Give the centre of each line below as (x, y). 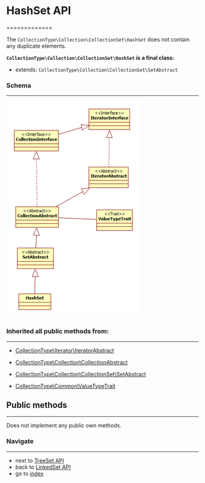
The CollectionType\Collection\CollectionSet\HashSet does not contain (98, 39)
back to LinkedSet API (43, 467)
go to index (29, 473)
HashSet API (39, 11)
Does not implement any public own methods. (64, 426)
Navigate (20, 441)
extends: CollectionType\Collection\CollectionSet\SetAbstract (96, 69)
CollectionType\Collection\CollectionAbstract (71, 362)
